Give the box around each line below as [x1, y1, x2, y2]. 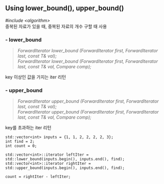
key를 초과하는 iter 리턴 [5, 125, 52, 131]
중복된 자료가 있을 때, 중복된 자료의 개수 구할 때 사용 [5, 23, 107, 29]
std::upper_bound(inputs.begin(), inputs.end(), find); [5, 165, 125, 170]
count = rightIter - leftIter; [5, 174, 71, 179]
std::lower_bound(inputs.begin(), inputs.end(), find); [5, 157, 125, 162]
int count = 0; [5, 143, 37, 149]
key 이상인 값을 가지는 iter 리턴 [5, 74, 66, 80]
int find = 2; [5, 139, 35, 144]
